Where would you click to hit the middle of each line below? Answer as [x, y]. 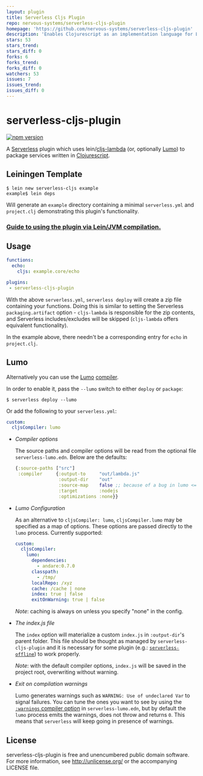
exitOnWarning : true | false [68, 600]
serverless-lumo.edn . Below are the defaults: [71, 458]
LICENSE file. [23, 768]
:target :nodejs [88, 491]
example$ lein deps [31, 193]
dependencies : [49, 561]
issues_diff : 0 [25, 91]
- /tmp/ [47, 577]
